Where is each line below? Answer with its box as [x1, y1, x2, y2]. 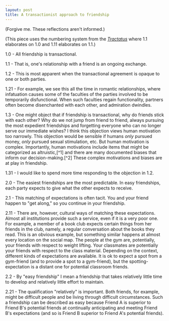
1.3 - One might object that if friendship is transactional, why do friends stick [5, 112, 164, 118]
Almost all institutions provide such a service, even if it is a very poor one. [5, 215, 159, 221]
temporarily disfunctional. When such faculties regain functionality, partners [5, 97, 163, 103]
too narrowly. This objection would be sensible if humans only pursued [5, 133, 152, 139]
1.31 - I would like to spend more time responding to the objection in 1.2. [5, 170, 154, 176]
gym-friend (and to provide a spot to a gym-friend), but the [5, 258, 129, 264]
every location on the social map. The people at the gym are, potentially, [5, 237, 155, 243]
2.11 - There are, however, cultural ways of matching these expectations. [5, 210, 155, 216]
